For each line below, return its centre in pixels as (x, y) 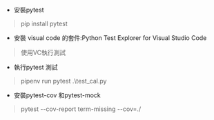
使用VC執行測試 (43, 52)
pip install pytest (44, 24)
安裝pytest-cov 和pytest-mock (57, 95)
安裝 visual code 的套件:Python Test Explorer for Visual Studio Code (110, 38)
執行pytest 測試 (36, 68)
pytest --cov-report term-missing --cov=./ (81, 109)
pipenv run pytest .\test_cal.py (64, 81)
